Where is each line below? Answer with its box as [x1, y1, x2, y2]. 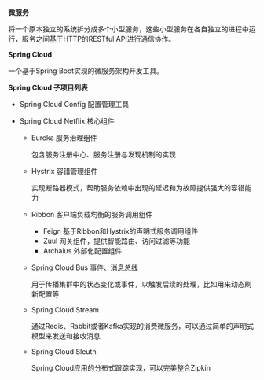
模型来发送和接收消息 [31, 331, 101, 341]
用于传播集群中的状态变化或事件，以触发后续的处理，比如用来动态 [31, 279, 245, 289]
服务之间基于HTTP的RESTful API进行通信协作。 [21, 35, 175, 43]
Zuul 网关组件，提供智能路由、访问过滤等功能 [42, 236, 191, 245]
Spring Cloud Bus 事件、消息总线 [31, 263, 139, 272]
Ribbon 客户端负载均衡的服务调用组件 [31, 210, 153, 219]
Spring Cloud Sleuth [31, 347, 97, 356]
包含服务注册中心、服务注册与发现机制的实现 [31, 149, 177, 159]
